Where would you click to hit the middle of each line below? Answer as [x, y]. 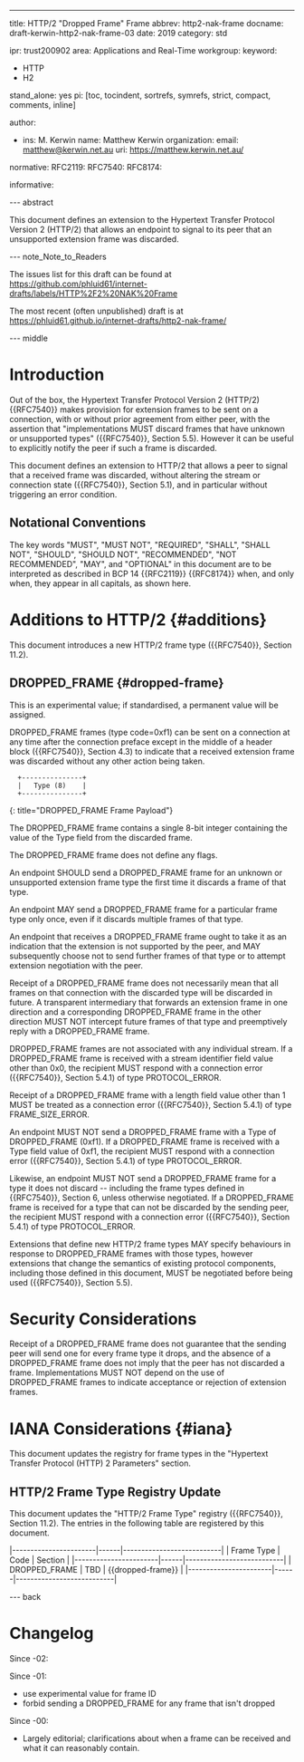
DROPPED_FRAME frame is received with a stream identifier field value [142, 1058]
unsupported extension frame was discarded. [94, 239]
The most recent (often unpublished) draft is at [96, 311]
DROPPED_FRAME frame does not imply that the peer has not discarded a [147, 1363]
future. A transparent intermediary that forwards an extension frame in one [148, 1002]
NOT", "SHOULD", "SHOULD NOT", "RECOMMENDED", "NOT [123, 554]
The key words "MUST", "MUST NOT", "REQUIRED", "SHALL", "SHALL [140, 544]
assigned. [28, 714]
